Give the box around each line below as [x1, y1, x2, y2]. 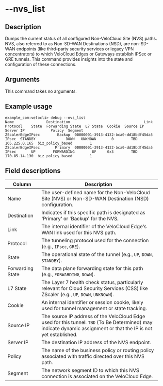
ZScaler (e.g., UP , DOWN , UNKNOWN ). [41, 291, 114, 298]
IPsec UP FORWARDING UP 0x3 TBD [5, 149, 138, 154]
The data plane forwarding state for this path [41, 265, 143, 272]
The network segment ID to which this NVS [41, 367, 140, 374]
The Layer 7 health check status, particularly [41, 279, 143, 286]
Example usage [5, 102, 52, 111]
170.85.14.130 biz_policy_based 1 [5, 153, 92, 158]
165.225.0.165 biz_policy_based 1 [5, 141, 92, 146]
